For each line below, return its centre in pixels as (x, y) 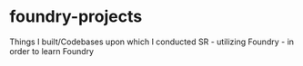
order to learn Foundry (51, 51)
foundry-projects (76, 17)
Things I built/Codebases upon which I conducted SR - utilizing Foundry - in (151, 42)
